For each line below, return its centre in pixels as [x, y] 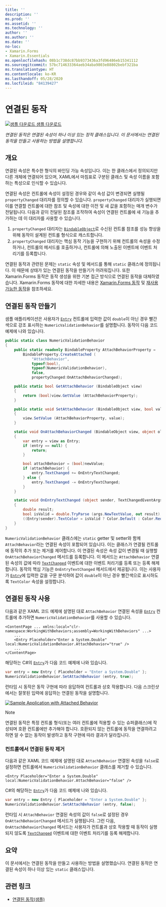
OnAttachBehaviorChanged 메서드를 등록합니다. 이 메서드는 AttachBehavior [78, 556]
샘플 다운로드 [49, 124]
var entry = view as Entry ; [52, 441]
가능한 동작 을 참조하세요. [29, 289]
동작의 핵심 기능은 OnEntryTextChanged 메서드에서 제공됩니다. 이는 [83, 569]
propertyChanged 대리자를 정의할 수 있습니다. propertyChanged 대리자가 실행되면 [83, 200]
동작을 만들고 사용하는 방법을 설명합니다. [44, 141]
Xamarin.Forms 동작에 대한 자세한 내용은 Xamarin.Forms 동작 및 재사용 [89, 283]
